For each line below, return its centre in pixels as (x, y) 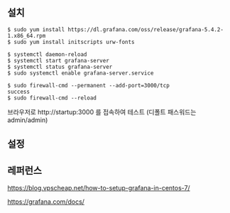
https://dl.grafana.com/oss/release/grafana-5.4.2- (146, 29)
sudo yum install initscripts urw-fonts (74, 42)
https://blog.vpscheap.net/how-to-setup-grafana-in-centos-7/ (99, 188)
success (19, 92)
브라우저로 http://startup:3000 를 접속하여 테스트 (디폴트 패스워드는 (102, 111)
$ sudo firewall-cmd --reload (52, 98)
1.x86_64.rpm (27, 35)
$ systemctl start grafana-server (59, 60)
